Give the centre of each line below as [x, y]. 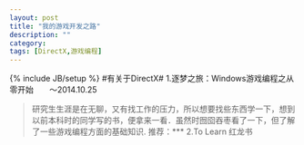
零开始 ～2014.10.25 [53, 90]
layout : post [34, 18]
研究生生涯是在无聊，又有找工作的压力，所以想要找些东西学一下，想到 [163, 109]
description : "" [40, 34]
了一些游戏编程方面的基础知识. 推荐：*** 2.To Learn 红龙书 [142, 131]
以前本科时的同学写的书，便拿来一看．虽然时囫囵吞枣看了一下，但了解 [163, 121]
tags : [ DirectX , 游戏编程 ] [56, 52]
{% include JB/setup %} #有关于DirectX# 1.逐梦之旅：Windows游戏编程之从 [152, 79]
